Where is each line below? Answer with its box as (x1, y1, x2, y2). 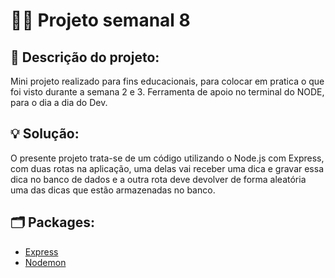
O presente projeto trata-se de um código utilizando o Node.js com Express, (10, 152, 325, 164)
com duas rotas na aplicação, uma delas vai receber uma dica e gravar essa (10, 162, 325, 174)
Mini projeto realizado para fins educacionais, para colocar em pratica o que (10, 75, 325, 87)
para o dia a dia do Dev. (10, 97, 108, 108)
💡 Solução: (10, 125, 80, 143)
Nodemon (24, 256, 67, 268)
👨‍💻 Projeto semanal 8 (10, 9, 191, 32)
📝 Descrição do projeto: (10, 49, 160, 66)
